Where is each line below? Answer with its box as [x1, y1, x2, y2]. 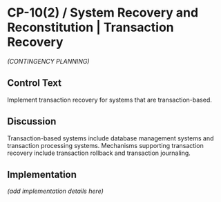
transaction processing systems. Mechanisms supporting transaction [7, 141, 204, 149]
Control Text [7, 77, 62, 89]
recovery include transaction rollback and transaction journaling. [7, 149, 191, 157]
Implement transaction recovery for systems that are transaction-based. [7, 95, 213, 104]
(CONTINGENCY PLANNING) [7, 57, 90, 65]
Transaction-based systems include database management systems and [7, 134, 214, 143]
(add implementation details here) [7, 187, 104, 195]
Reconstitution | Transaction [7, 19, 174, 35]
